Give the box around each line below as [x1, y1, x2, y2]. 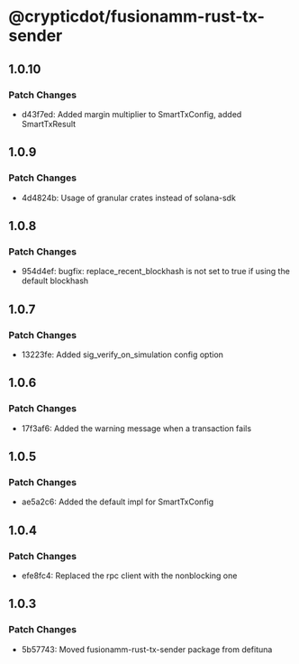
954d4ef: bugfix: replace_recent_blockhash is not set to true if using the [21, 266, 290, 277]
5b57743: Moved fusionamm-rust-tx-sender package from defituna [21, 643, 273, 655]
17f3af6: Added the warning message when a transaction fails [21, 422, 252, 434]
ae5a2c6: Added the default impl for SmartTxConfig [21, 496, 214, 507]
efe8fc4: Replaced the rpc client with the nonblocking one [21, 570, 238, 581]
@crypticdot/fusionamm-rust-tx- [8, 6, 265, 27]
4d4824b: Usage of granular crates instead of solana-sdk [21, 192, 236, 203]
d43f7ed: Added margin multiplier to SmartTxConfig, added [21, 108, 242, 119]
